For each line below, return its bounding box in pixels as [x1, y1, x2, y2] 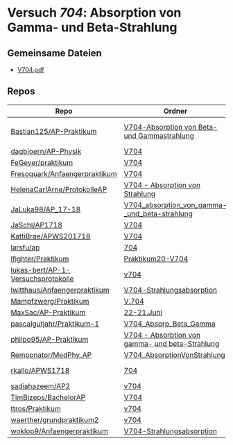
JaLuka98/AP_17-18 [10, 204, 81, 214]
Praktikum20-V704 [123, 254, 189, 263]
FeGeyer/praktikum [10, 157, 74, 167]
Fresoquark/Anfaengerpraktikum [10, 168, 118, 178]
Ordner [163, 106, 188, 116]
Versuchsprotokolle [10, 274, 74, 283]
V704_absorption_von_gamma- [123, 200, 227, 209]
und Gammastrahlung [123, 130, 194, 140]
